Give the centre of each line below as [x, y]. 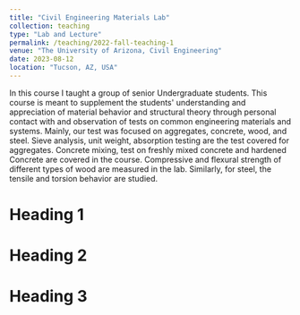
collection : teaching [50, 26]
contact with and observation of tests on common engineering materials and [150, 121]
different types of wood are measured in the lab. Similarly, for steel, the [140, 169]
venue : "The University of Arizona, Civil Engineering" [116, 51]
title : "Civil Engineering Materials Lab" [90, 17]
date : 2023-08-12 [42, 59]
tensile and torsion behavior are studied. [84, 178]
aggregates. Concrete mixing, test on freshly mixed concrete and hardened [148, 149]
